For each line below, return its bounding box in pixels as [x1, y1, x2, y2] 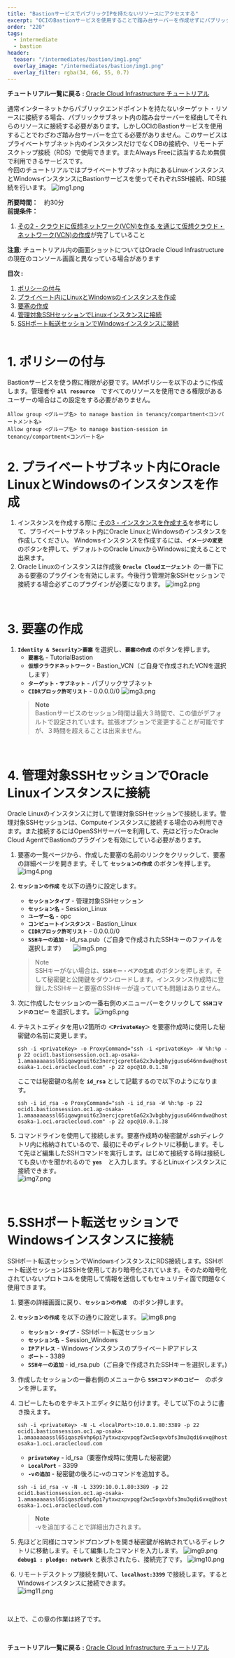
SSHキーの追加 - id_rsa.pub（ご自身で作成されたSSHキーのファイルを [27, 935, 223, 944]
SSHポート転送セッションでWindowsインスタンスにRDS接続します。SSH [7, 1257, 218, 1266]
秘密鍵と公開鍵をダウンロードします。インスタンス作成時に [47, 975, 218, 983]
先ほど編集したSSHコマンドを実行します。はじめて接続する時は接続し [23, 1149, 226, 1158]
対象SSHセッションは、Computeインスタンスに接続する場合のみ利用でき [13, 818, 224, 827]
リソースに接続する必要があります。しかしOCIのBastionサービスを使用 [19, 121, 222, 130]
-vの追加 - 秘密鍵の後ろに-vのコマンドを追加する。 [27, 1470, 170, 1478]
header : [7, 50, 30, 57]
